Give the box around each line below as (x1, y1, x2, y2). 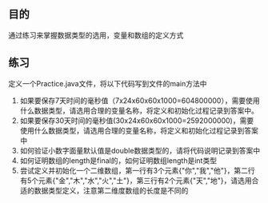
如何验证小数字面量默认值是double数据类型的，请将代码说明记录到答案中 (19, 145, 261, 155)
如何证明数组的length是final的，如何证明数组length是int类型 (19, 155, 218, 165)
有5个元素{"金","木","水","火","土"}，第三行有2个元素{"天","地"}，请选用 (19, 175, 252, 185)
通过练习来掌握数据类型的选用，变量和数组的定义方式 (8, 30, 184, 40)
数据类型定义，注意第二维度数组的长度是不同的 (34, 185, 189, 195)
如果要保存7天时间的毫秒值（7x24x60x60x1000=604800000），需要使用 (19, 95, 260, 105)
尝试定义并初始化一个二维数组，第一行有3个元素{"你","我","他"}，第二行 (19, 165, 255, 175)
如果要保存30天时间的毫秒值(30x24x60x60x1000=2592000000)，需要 (19, 115, 254, 125)
